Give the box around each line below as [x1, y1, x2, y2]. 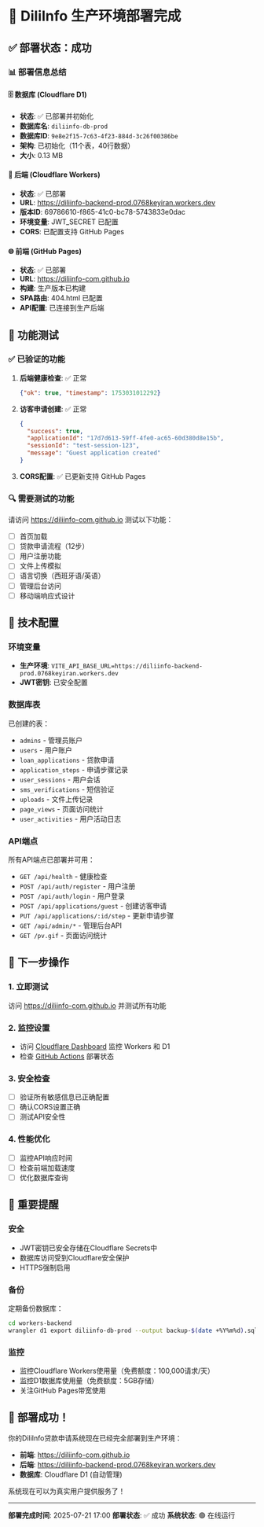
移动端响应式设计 [19, 591, 75, 600]
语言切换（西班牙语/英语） [19, 571, 105, 580]
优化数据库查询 [19, 1172, 68, 1182]
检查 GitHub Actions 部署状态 [19, 1051, 114, 1061]
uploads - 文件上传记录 [19, 794, 93, 804]
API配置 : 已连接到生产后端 [19, 304, 104, 313]
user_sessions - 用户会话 [19, 775, 101, 784]
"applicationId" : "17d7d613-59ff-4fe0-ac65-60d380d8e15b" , [27, 434, 225, 443]
